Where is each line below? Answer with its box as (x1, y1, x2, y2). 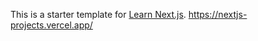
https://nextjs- (188, 9, 248, 20)
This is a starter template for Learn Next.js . (10, 9, 187, 20)
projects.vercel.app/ (10, 19, 93, 31)
